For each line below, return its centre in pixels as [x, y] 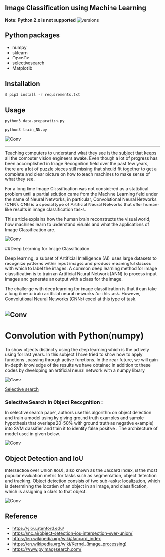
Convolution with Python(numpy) [75, 336]
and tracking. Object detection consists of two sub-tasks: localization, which [82, 481]
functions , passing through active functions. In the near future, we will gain [82, 360]
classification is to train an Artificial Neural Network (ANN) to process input [81, 274]
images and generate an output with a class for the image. [64, 279]
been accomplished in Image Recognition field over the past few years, [77, 164]
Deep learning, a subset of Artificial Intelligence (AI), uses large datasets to [81, 258]
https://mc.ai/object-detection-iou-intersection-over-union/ [72, 533]
